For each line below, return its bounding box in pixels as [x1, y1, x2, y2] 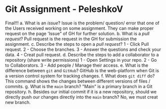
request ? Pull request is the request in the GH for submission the [5, 36, 137, 42]
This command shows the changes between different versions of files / [5, 78, 151, 84]
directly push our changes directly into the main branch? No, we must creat [5, 94, 158, 100]
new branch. [5, 99, 31, 105]
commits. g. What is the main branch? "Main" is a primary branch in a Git [5, 83, 153, 89]
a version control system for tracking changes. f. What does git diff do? [5, 73, 155, 79]
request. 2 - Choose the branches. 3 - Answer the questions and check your [5, 46, 161, 52]
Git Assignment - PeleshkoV [5, 3, 123, 15]
